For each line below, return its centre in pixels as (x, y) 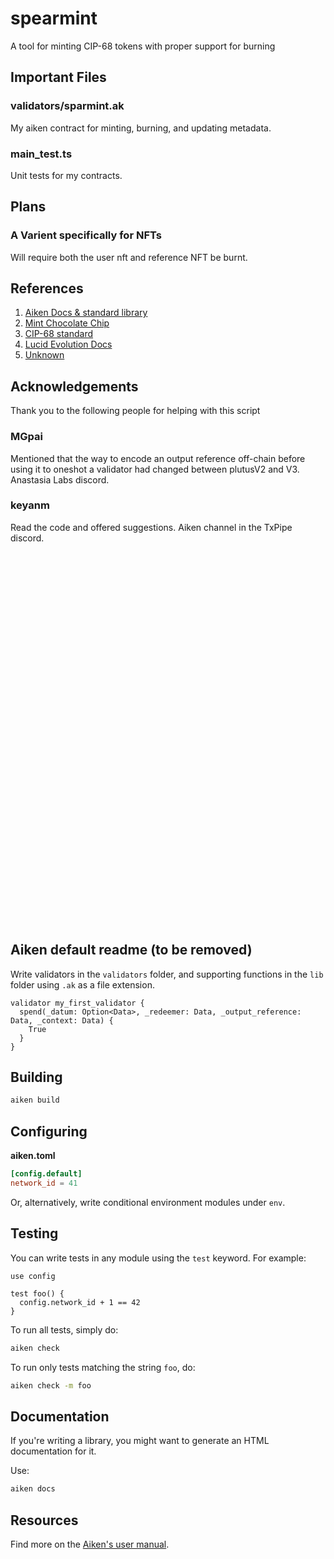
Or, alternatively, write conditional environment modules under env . (148, 1202)
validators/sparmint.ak (67, 106)
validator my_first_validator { (77, 1003)
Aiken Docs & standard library (86, 313)
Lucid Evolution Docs (68, 344)
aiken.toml (33, 1156)
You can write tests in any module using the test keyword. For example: (158, 1258)
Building (36, 1077)
